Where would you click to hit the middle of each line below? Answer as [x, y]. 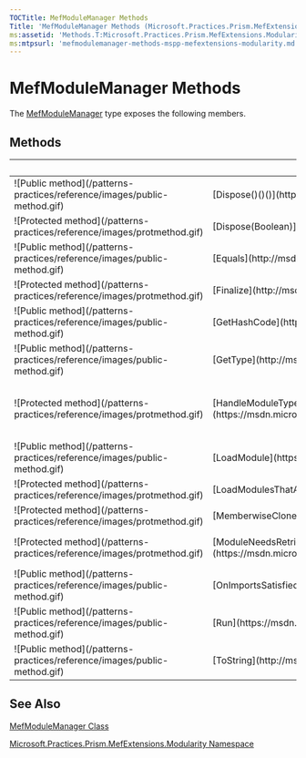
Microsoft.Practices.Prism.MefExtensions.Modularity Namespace [132, 743]
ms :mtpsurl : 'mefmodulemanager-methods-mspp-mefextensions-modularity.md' [154, 43]
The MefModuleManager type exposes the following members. [127, 114]
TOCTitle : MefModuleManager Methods [79, 18]
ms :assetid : [32, 35]
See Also [35, 704]
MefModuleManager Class [59, 726]
